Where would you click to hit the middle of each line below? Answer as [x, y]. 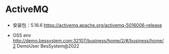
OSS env [22, 35]
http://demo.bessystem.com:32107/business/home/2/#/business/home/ [88, 41]
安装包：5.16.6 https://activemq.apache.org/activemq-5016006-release [87, 25]
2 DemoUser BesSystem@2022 [46, 46]
